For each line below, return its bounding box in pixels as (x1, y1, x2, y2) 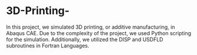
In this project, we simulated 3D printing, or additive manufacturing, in (6, 23, 175, 30)
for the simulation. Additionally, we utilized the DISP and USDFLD (6, 36, 163, 43)
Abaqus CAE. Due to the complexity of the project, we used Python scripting (6, 29, 192, 36)
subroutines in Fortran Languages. (6, 42, 89, 49)
